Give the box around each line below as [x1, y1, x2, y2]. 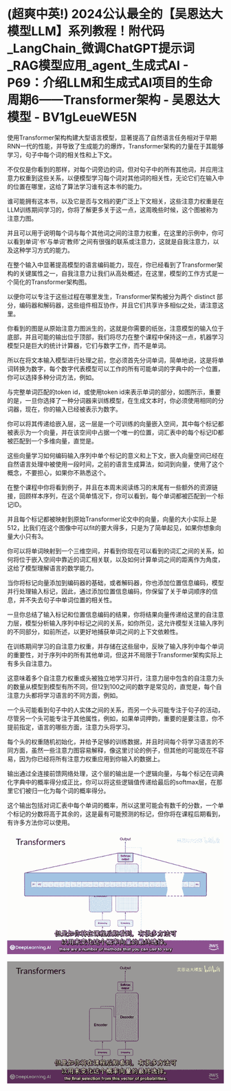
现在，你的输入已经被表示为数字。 [25, 405, 122, 413]
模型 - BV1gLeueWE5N [7, 109, 137, 125]
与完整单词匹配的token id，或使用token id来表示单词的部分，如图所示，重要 [7, 388, 221, 396]
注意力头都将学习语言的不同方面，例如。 [7, 691, 122, 699]
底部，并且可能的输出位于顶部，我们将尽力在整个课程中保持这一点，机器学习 [7, 333, 224, 341]
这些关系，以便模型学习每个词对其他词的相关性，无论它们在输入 [36, 173, 218, 182]
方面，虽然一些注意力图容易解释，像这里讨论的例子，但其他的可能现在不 [12, 746, 218, 754]
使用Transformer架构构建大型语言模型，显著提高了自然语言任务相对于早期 [7, 133, 217, 142]
